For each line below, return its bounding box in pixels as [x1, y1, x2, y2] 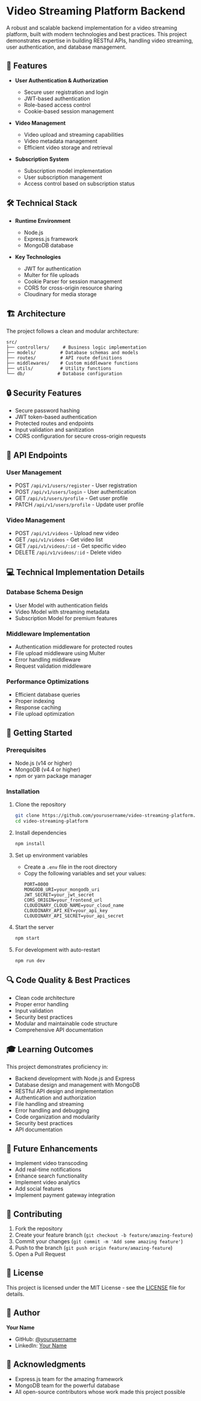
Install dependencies [14, 829, 67, 836]
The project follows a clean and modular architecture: [6, 328, 139, 335]
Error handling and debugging [14, 1107, 90, 1114]
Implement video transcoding [14, 1160, 88, 1167]
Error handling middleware [14, 656, 81, 663]
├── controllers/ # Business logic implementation [6, 344, 147, 350]
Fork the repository [14, 1225, 63, 1232]
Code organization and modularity [14, 1113, 100, 1120]
